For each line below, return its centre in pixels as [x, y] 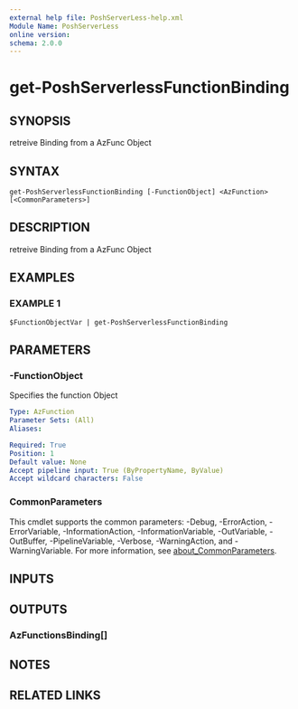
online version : [40, 34]
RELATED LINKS [55, 696]
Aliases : [26, 429]
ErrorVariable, [35, 531]
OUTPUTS [38, 610]
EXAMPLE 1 [35, 304]
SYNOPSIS [40, 121]
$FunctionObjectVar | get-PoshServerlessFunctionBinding [119, 322]
